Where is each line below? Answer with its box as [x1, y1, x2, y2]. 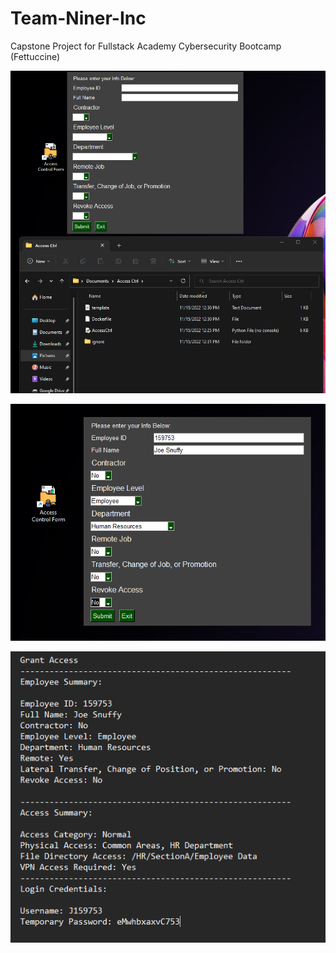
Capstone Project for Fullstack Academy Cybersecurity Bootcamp [10, 40, 282, 52]
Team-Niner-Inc [10, 7, 147, 30]
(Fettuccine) [10, 50, 61, 62]
